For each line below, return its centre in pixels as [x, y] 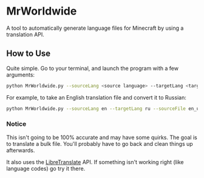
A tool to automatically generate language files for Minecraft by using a [95, 28]
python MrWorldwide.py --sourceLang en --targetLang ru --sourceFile [96, 108]
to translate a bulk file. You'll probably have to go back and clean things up [100, 143]
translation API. [25, 34]
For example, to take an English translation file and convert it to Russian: [96, 97]
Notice [16, 124]
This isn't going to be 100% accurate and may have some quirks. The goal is [102, 137]
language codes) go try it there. [46, 168]
